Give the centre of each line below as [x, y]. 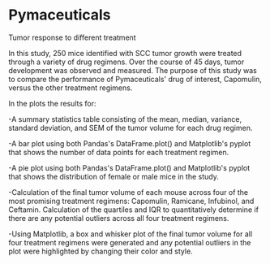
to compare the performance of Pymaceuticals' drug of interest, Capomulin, [135, 79]
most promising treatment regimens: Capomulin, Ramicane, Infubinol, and [131, 201]
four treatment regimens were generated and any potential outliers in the [130, 242]
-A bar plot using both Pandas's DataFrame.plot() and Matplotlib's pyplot [130, 143]
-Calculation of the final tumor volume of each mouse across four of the [129, 192]
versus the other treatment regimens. [71, 88]
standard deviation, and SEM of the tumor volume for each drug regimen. [131, 128]
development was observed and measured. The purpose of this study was [133, 70]
